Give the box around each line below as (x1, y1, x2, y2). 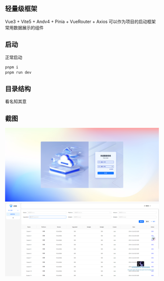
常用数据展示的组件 (5, 24, 44, 30)
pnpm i (5, 65, 19, 70)
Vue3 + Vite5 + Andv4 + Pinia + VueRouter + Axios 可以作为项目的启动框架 (5, 19, 156, 24)
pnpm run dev (5, 70, 32, 75)
